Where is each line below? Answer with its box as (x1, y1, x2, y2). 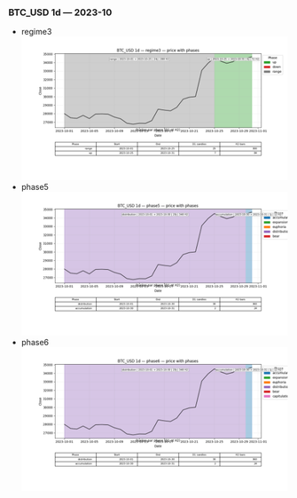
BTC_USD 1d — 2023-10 (8, 6, 113, 19)
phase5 (20, 182, 50, 193)
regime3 (20, 27, 52, 37)
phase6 (20, 336, 50, 347)
